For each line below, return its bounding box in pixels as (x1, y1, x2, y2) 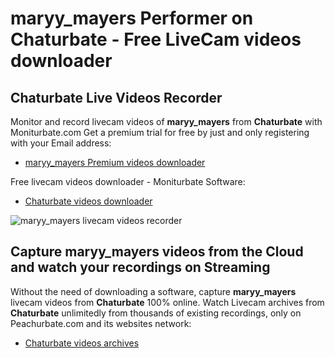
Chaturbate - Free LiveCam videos (10, 28, 302, 51)
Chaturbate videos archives (24, 337, 140, 349)
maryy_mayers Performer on (10, 7, 254, 30)
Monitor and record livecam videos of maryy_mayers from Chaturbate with (10, 116, 323, 127)
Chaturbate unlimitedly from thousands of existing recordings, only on (10, 307, 302, 319)
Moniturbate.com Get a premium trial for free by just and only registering (10, 127, 310, 138)
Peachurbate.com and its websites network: (10, 317, 192, 329)
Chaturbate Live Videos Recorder (10, 89, 223, 106)
